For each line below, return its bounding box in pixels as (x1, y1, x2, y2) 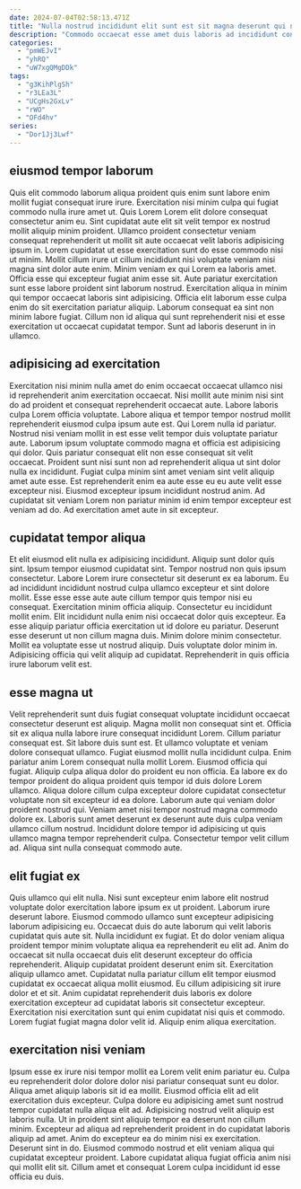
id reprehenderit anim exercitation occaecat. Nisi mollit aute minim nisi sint (9, 390, 284, 401)
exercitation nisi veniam (9, 1043, 146, 1058)
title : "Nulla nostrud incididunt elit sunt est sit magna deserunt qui (9, 22, 287, 31)
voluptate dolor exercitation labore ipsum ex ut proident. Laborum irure (9, 902, 271, 912)
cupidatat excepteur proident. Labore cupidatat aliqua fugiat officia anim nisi (9, 1151, 291, 1163)
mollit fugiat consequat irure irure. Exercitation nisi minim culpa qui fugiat (9, 197, 279, 207)
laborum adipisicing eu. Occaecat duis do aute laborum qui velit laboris (9, 920, 271, 931)
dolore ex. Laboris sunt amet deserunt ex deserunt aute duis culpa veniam (9, 814, 284, 824)
